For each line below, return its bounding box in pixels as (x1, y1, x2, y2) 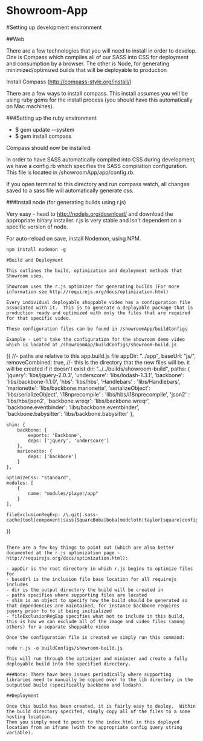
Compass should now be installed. (6, 144, 92, 151)
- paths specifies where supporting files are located (6, 592, 147, 598)
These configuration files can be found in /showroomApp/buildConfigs (6, 326, 188, 332)
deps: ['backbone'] (28, 453, 77, 459)
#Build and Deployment (6, 257, 63, 263)
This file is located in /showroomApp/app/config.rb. (6, 169, 135, 176)
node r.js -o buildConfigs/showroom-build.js (6, 645, 123, 651)
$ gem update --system (14, 126, 74, 133)
